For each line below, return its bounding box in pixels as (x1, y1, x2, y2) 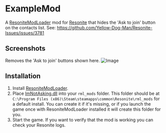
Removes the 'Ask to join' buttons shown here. (5, 58, 100, 64)
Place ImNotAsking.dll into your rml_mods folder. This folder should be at (12, 90, 160, 96)
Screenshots (5, 44, 46, 53)
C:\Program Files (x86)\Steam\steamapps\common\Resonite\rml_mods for (12, 95, 160, 102)
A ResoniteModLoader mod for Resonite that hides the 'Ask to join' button (5, 19, 156, 25)
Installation (5, 72, 41, 80)
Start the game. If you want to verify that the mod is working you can (12, 117, 154, 123)
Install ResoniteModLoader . (12, 85, 69, 91)
